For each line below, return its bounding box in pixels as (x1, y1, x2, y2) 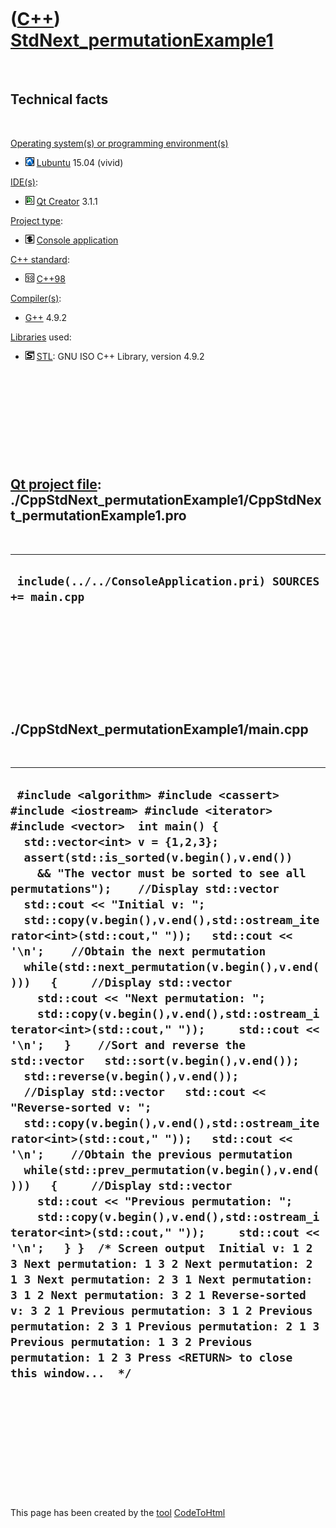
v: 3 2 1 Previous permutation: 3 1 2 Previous (10, 1303, 313, 1318)
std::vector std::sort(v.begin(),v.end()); (10, 1053, 300, 1068)
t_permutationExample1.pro (10, 507, 187, 525)
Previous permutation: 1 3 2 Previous (10, 1334, 253, 1349)
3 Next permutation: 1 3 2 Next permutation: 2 (10, 1256, 313, 1271)
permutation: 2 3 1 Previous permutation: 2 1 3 (10, 1319, 320, 1333)
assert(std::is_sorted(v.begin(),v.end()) (23, 850, 293, 865)
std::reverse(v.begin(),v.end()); (23, 1069, 240, 1083)
